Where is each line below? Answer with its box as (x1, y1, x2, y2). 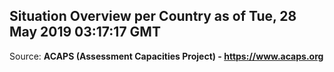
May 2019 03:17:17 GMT (9, 24, 161, 41)
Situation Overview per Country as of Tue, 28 (9, 8, 297, 25)
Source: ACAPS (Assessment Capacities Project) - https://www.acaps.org (9, 50, 324, 62)
